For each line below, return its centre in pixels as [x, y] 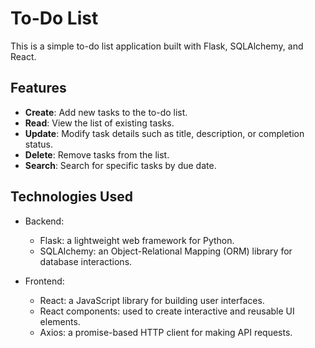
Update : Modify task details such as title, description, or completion [164, 133]
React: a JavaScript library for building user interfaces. [152, 300]
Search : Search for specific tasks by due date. [120, 165]
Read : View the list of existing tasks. [99, 123]
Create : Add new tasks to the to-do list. [106, 112]
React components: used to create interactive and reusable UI [167, 311]
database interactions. [86, 261]
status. [38, 144]
